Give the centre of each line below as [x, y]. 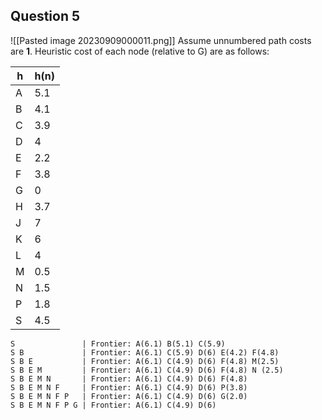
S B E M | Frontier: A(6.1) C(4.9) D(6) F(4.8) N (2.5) [147, 370]
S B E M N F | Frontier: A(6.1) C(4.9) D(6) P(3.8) [129, 387]
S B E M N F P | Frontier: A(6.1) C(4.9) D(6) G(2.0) [129, 396]
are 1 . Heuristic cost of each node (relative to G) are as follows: [140, 51]
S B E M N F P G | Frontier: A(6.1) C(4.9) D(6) [113, 405]
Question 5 [45, 16]
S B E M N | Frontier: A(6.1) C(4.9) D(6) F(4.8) [129, 379]
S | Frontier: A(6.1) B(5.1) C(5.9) [118, 344]
